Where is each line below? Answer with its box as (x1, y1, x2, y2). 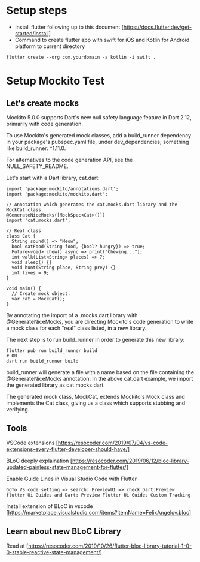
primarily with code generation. (6, 120, 84, 127)
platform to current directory (14, 43, 85, 50)
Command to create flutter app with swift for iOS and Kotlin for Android (14, 36, 190, 43)
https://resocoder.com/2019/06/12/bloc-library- (72, 457, 189, 464)
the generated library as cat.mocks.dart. (6, 381, 106, 389)
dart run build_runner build (6, 358, 79, 364)
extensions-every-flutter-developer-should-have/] (6, 445, 130, 453)
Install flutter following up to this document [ (14, 23, 124, 31)
